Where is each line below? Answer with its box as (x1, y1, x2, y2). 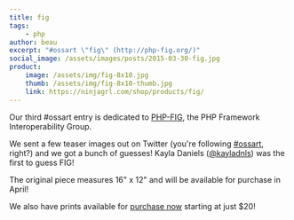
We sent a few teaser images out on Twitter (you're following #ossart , (9, 138, 265, 149)
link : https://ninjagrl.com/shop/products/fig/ (25, 87, 204, 96)
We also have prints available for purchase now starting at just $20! (9, 200, 256, 211)
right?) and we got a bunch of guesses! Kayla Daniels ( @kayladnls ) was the (9, 147, 286, 158)
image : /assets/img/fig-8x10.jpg (25, 71, 149, 80)
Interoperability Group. (9, 121, 92, 131)
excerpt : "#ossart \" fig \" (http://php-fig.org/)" (9, 46, 201, 55)
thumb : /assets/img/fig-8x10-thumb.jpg (25, 79, 173, 88)
